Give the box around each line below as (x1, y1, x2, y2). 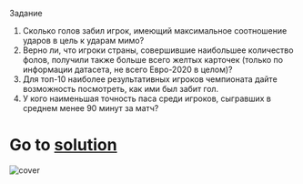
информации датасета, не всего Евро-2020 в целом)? (22, 64, 233, 75)
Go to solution (9, 135, 117, 156)
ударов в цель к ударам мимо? (22, 36, 145, 46)
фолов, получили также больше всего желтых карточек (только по (22, 55, 284, 65)
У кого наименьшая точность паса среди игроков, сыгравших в (22, 93, 271, 104)
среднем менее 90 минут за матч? (22, 103, 159, 113)
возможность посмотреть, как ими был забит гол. (22, 84, 219, 94)
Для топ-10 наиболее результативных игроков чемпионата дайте (22, 74, 278, 85)
